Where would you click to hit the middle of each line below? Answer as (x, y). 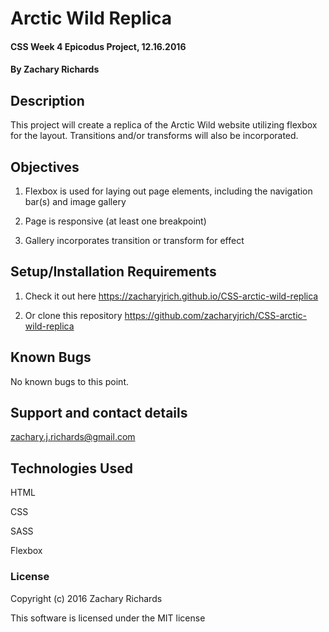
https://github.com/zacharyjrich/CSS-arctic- (216, 315)
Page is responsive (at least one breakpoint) (115, 221)
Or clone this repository (73, 315)
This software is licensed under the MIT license (108, 618)
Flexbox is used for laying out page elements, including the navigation (168, 191)
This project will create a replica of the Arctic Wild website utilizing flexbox (164, 125)
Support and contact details (99, 413)
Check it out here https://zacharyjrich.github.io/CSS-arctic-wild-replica (171, 296)
